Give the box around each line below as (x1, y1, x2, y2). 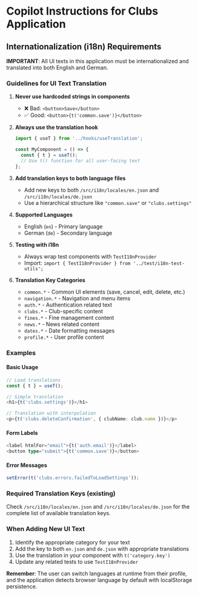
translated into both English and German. (6, 64, 108, 71)
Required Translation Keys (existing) (6, 490, 116, 497)
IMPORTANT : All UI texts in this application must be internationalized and (6, 58, 189, 64)
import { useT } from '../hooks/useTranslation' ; (15, 136, 144, 142)
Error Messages (6, 461, 47, 469)
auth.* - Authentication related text (24, 301, 112, 308)
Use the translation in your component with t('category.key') (15, 552, 171, 559)
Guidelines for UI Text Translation (6, 79, 107, 88)
